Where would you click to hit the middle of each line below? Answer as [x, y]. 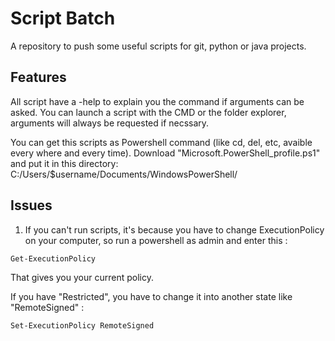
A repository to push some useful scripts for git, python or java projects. [158, 46]
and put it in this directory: [64, 163]
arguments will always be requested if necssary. [110, 123]
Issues [31, 205]
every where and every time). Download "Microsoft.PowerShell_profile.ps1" [165, 153]
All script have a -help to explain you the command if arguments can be [157, 101]
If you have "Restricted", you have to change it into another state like [151, 296]
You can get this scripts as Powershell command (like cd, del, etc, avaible [161, 142]
